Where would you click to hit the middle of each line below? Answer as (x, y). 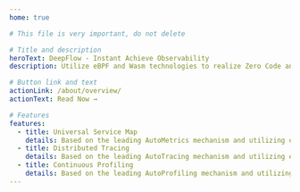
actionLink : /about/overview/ (66, 91)
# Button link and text (54, 83)
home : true (29, 17)
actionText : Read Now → (54, 99)
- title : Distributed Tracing (73, 148)
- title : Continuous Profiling (75, 165)
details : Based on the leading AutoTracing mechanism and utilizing (155, 157)
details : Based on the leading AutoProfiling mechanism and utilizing (159, 173)
